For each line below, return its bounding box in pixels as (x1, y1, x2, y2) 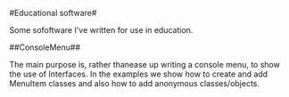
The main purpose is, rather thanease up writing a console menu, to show (9, 60, 281, 69)
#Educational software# (9, 8, 97, 18)
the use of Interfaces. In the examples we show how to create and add (9, 69, 268, 79)
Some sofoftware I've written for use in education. (9, 25, 194, 35)
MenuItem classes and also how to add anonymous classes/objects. (9, 78, 260, 88)
